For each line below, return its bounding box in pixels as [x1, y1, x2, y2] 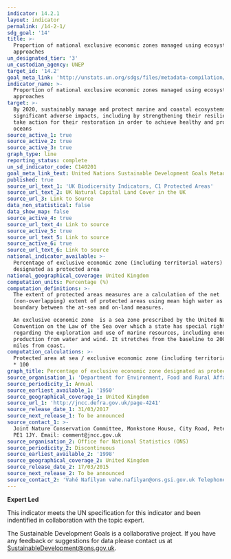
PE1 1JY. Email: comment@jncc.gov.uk [13, 431, 122, 439]
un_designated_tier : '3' [7, 55, 78, 62]
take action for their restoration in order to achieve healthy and [13, 118, 214, 126]
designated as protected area [13, 265, 100, 272]
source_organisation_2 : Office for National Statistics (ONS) [7, 438, 189, 445]
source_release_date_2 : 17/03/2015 [7, 463, 109, 471]
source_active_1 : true [7, 131, 72, 138]
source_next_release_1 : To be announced [7, 413, 125, 419]
